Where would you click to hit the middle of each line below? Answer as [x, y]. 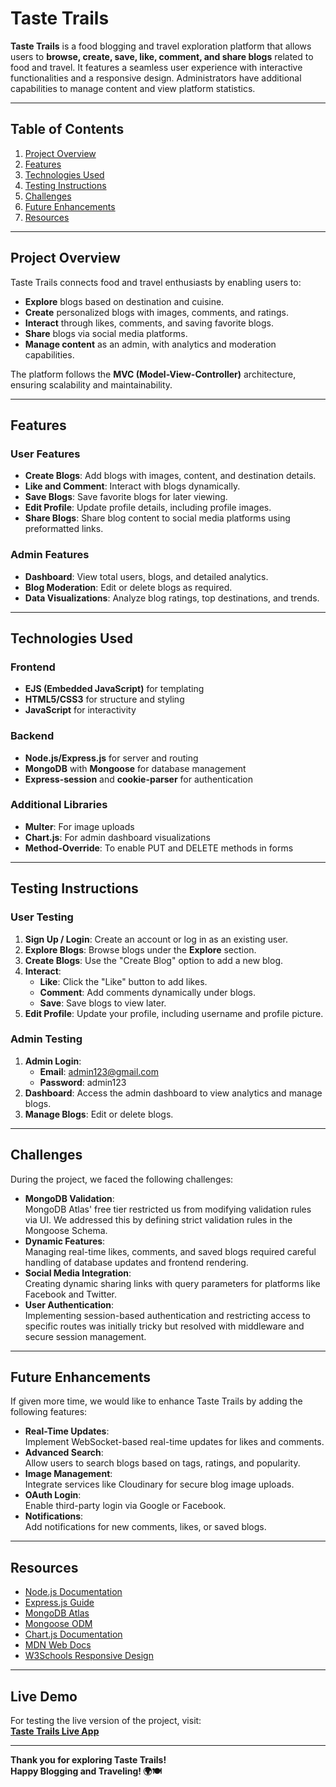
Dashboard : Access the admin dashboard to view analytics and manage [173, 1093]
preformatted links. [64, 529]
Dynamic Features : [65, 1241]
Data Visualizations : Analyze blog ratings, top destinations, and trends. [172, 598]
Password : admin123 [83, 1082]
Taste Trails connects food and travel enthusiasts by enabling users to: [156, 282]
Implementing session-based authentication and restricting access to [167, 1315]
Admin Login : [53, 1061]
